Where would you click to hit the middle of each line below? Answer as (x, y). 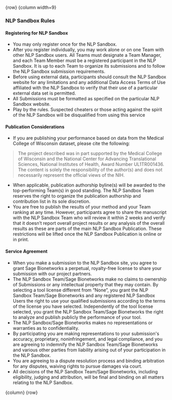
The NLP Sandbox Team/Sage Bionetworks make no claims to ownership (90, 279)
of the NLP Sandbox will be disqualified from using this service (79, 115)
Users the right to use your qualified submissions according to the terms (89, 301)
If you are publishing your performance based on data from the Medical (88, 138)
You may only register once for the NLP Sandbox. (65, 44)
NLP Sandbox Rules (30, 20)
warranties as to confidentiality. (46, 328)
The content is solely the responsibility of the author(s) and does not (90, 170)
